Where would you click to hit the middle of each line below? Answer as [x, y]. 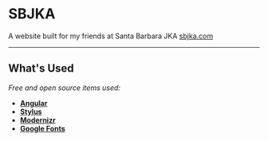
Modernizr [37, 119]
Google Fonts [42, 128]
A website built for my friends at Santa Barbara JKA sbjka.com [111, 36]
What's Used [41, 69]
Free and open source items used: [65, 88]
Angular [33, 103]
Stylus [31, 112]
